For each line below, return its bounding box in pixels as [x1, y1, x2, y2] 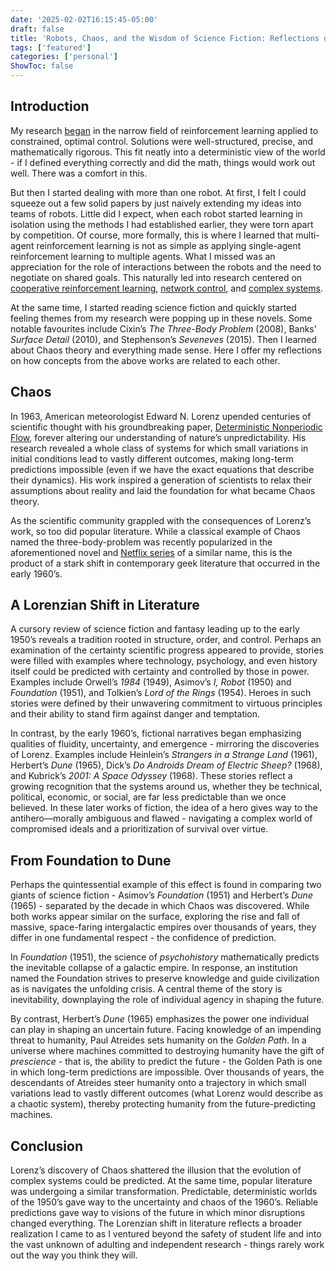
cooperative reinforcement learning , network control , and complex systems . [10, 282, 323, 294]
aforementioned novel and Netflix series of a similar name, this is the [10, 546, 293, 558]
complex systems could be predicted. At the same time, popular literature [10, 1175, 313, 1187]
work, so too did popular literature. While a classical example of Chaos [10, 525, 301, 537]
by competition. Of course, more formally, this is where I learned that [10, 229, 294, 241]
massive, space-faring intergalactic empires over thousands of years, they [10, 921, 317, 933]
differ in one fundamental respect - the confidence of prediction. [10, 932, 277, 944]
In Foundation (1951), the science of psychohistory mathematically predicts [10, 951, 320, 963]
